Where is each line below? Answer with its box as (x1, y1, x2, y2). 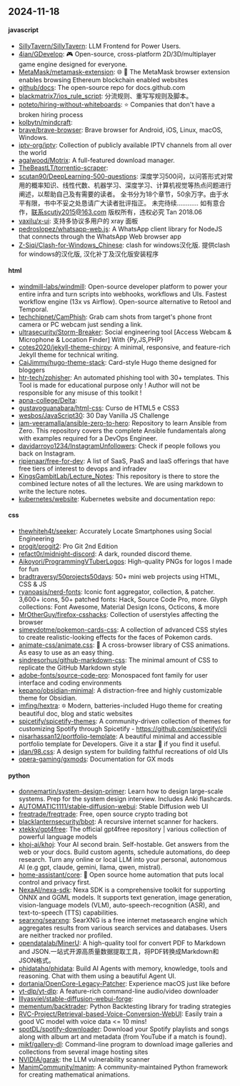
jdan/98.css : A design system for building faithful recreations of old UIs (18, 748, 229, 755)
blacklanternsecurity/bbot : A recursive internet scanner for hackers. (18, 818, 219, 826)
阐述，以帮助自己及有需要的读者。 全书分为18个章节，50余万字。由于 (18, 189, 223, 198)
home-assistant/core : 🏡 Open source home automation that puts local (18, 870, 224, 879)
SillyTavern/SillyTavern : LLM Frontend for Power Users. (18, 41, 181, 50)
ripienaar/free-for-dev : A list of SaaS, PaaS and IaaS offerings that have (18, 456, 229, 465)
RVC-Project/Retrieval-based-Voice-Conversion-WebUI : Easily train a (18, 1010, 223, 1018)
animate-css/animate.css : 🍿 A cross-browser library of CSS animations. (18, 640, 230, 649)
